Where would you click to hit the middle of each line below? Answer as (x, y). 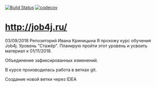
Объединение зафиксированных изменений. (52, 60)
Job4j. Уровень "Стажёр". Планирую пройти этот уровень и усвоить (76, 46)
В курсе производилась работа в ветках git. (51, 70)
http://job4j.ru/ (36, 27)
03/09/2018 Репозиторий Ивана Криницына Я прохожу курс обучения (78, 40)
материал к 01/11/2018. (29, 51)
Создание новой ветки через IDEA (41, 79)
